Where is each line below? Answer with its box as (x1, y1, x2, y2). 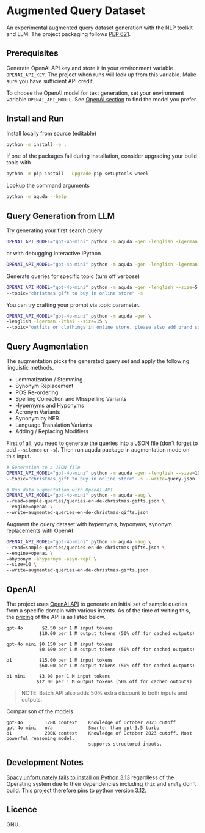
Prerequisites (6, 48, 59, 59)
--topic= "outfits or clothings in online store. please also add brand (6, 325, 192, 331)
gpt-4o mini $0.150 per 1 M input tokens (6, 641, 113, 647)
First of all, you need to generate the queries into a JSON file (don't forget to (6, 439, 198, 447)
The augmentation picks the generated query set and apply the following (6, 357, 190, 364)
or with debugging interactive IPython (6, 249, 101, 257)
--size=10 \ (6, 562, 37, 568)
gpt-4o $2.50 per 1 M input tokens (6, 625, 113, 631)
